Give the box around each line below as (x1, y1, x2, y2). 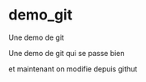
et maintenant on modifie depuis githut (8, 63, 138, 74)
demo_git (8, 6, 73, 24)
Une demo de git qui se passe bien (8, 48, 125, 58)
